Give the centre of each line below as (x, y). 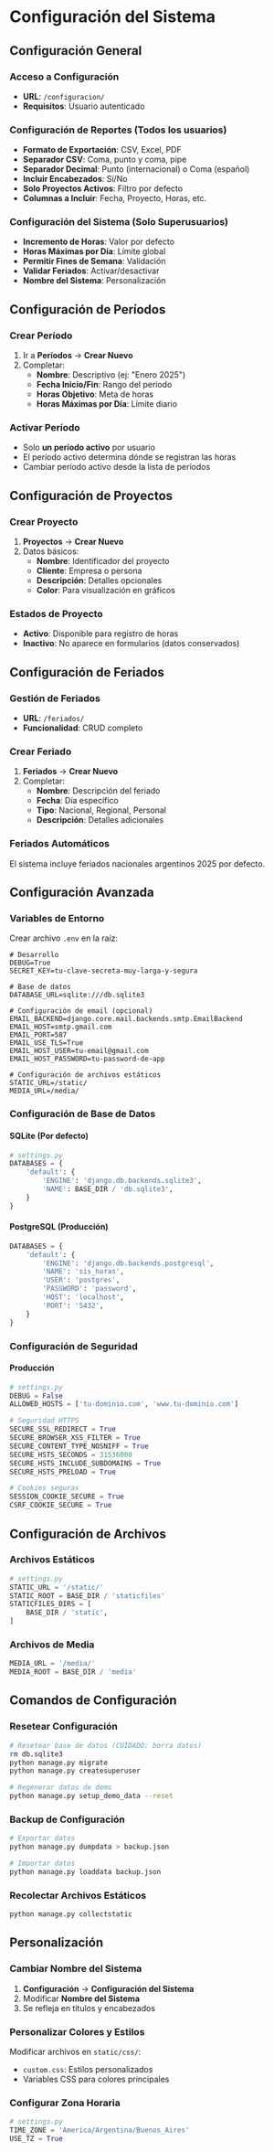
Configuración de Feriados (87, 672)
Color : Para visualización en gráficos (106, 591)
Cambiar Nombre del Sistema (76, 1969)
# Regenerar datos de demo (61, 1788)
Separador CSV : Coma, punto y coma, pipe (105, 160)
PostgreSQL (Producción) (59, 1227)
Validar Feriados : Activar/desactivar (91, 271)
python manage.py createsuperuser (75, 1771)
